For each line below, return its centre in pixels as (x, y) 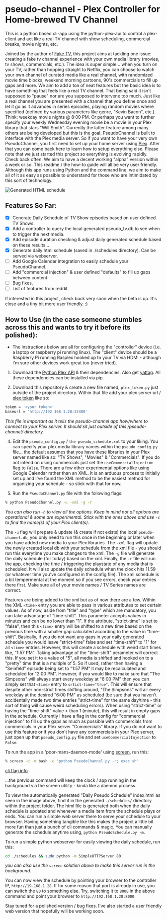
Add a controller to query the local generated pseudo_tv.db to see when (86, 228)
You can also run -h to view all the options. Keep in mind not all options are (82, 512)
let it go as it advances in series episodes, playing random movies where (80, 106)
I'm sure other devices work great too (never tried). (65, 363)
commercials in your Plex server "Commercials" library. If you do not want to (83, 726)
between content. (30, 278)
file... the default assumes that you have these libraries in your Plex (81, 452)
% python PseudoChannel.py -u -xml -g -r (49, 502)
